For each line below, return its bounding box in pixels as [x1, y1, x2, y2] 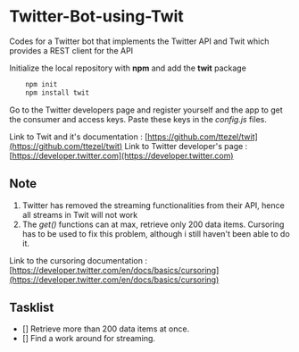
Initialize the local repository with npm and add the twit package [9, 63, 247, 73]
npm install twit [25, 88, 90, 97]
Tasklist [9, 299, 54, 314]
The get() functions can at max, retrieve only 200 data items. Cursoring [21, 219, 285, 230]
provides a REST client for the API [9, 45, 134, 55]
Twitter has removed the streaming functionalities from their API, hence [21, 199, 286, 211]
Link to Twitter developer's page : [124, 140, 248, 151]
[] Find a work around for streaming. [21, 333, 156, 344]
